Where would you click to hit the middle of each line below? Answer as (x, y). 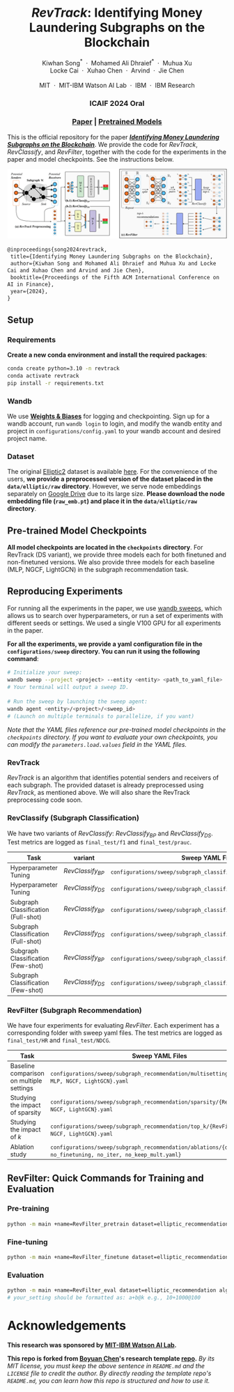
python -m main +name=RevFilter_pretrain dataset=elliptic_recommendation (118, 1224)
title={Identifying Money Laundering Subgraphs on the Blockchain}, (112, 257)
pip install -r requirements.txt (56, 383)
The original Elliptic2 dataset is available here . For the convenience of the (112, 472)
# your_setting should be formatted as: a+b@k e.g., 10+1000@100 (104, 1298)
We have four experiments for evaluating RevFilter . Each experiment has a (113, 1026)
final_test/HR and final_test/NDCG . (59, 1040)
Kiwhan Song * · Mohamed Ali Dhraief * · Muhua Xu (117, 62)
